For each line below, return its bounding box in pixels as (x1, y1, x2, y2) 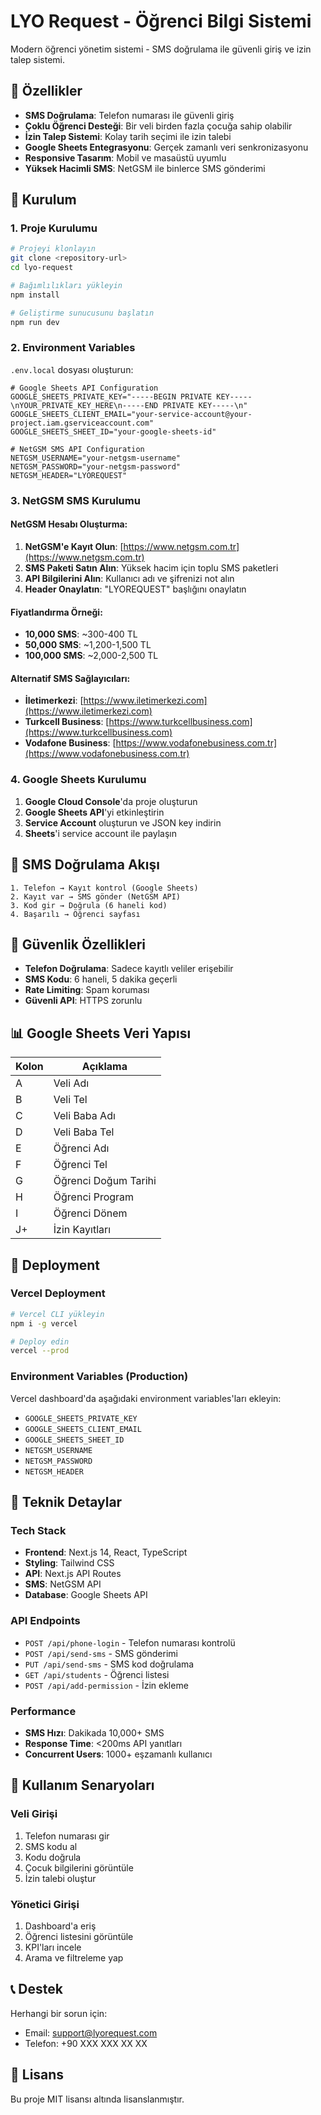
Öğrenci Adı (53, 1141, 110, 1155)
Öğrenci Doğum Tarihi (53, 1174, 157, 1188)
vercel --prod (10, 1346, 70, 1356)
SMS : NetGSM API (24, 1578, 102, 1590)
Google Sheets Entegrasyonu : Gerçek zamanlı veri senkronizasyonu (24, 141, 309, 153)
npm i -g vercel (10, 1318, 78, 1329)
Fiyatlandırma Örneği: (10, 606, 103, 618)
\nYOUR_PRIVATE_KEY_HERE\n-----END (10, 400, 159, 410)
